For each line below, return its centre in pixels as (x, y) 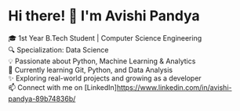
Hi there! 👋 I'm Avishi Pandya (104, 16)
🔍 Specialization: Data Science (58, 49)
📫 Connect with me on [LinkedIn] (63, 87)
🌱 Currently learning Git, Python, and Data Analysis (91, 70)
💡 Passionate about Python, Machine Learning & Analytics (102, 61)
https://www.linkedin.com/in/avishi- (174, 87)
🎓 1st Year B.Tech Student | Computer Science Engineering (105, 38)
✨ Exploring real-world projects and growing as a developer (105, 78)
